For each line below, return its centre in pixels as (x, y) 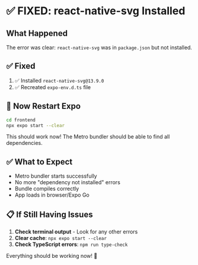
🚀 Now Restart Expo (44, 106)
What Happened (37, 33)
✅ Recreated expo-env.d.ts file (52, 87)
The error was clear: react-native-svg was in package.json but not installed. (99, 48)
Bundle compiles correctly (47, 189)
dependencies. (24, 143)
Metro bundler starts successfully (56, 176)
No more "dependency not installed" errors (67, 182)
